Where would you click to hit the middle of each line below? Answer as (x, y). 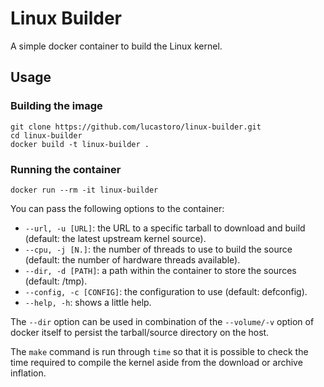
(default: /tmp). (56, 281)
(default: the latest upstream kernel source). (115, 238)
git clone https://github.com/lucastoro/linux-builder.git (136, 127)
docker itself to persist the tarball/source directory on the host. (140, 332)
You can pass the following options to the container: (117, 208)
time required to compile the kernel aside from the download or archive (156, 362)
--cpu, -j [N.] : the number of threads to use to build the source (158, 249)
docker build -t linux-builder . (80, 144)
